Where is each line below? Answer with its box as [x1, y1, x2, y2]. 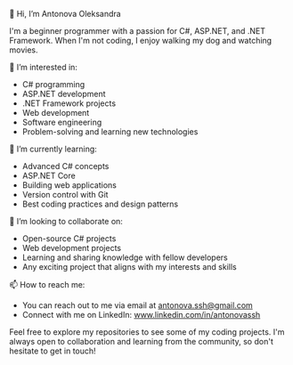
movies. [9, 45, 38, 55]
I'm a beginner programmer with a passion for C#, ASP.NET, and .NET [9, 26, 265, 36]
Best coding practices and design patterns [21, 199, 179, 209]
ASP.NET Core [21, 170, 76, 181]
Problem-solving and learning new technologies [21, 126, 199, 137]
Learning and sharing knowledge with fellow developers [21, 252, 229, 263]
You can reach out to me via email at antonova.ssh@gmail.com [21, 300, 254, 311]
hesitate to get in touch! [9, 345, 96, 356]
